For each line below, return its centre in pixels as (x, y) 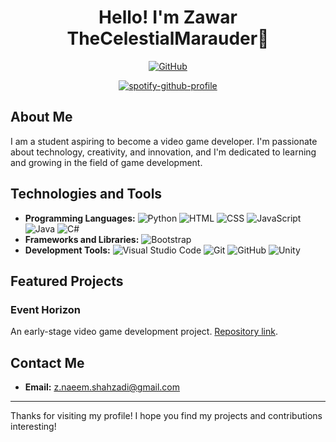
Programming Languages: (80, 218)
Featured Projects (67, 281)
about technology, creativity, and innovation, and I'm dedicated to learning (163, 152)
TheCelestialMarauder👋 (168, 38)
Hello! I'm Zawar (168, 17)
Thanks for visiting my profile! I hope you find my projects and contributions (166, 416)
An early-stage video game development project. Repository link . (144, 332)
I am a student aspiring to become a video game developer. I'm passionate (164, 141)
